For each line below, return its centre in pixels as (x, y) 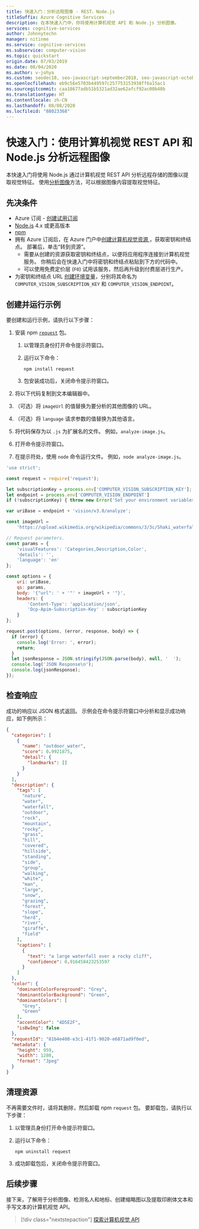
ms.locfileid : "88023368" (38, 111)
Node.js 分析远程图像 (58, 157)
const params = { (28, 543)
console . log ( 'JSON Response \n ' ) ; (53, 664)
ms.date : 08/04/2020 (32, 67)
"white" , (33, 879)
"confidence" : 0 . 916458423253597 (69, 962)
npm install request (49, 369)
